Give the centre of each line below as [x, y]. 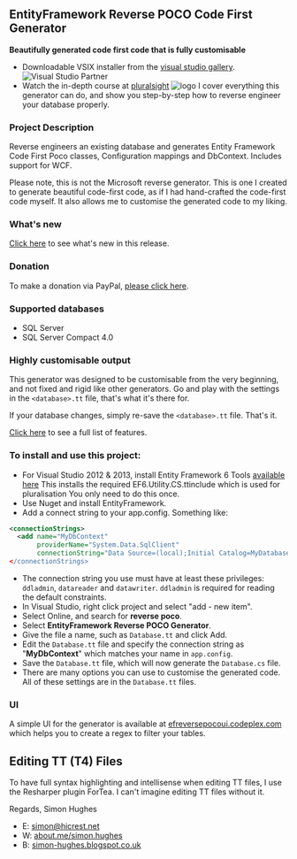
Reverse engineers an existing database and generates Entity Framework [142, 147]
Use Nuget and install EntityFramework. [94, 502]
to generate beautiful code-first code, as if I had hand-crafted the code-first [148, 192]
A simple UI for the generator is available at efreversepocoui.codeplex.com [145, 724]
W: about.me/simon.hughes [72, 836]
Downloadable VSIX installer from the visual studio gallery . [129, 66]
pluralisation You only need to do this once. [100, 494]
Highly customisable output [70, 360]
